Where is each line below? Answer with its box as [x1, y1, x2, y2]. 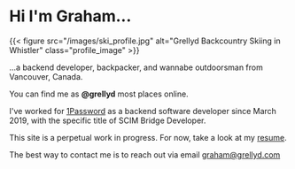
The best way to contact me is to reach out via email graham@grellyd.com [9, 149, 281, 160]
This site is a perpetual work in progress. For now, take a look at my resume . [9, 132, 288, 142]
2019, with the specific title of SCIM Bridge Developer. [9, 115, 206, 126]
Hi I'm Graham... [9, 6, 132, 27]
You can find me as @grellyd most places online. [9, 88, 189, 99]
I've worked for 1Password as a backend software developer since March [9, 105, 277, 116]
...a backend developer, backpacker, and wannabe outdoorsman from [9, 62, 263, 73]
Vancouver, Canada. [9, 71, 83, 81]
